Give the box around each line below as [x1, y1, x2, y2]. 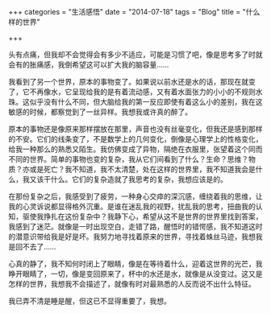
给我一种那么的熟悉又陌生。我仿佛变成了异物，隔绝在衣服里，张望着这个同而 [8, 144, 263, 154]
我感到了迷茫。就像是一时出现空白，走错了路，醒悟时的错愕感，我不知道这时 [8, 222, 263, 231]
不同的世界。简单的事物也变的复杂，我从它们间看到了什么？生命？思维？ [8, 154, 248, 163]
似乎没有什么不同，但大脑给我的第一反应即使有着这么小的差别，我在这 [29, 97, 263, 106]
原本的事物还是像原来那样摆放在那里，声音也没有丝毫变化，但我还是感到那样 [8, 124, 263, 134]
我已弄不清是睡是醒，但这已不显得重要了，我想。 [8, 296, 171, 306]
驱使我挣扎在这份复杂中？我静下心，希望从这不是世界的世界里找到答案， [22, 212, 263, 221]
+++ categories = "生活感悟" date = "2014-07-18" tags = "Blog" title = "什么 [8, 7, 261, 16]
